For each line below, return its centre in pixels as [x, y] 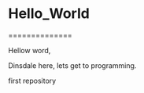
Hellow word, [30, 50]
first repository [32, 80]
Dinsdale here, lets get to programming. [72, 65]
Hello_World [49, 14]
